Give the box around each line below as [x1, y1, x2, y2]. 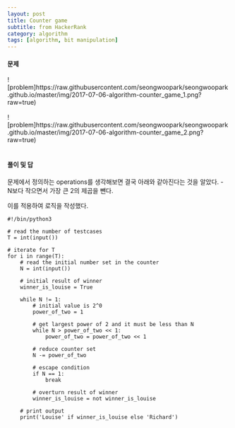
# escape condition [32, 364, 90, 371]
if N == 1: [32, 370, 65, 377]
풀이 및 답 [7, 160, 34, 168]
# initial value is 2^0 [32, 302, 102, 309]
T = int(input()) [7, 234, 59, 241]
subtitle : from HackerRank [7, 23, 87, 30]
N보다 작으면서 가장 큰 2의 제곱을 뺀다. [7, 186, 114, 195]
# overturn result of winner [32, 388, 119, 396]
